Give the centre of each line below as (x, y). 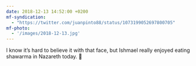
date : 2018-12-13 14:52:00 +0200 (47, 11)
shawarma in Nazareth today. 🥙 (44, 57)
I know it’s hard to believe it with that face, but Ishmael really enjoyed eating (98, 50)
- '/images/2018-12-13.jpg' (46, 34)
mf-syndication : (26, 17)
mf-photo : (18, 28)
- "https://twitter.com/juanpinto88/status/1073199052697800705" (94, 22)
